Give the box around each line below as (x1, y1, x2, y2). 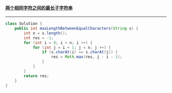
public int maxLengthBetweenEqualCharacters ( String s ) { (14, 26, 139, 31)
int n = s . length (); (24, 31, 68, 36)
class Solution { (5, 21, 42, 27)
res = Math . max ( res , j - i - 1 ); (51, 54, 123, 60)
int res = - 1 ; (24, 35, 54, 40)
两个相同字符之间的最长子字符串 (5, 5, 73, 11)
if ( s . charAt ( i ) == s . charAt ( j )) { (41, 50, 118, 55)
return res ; (24, 73, 50, 79)
